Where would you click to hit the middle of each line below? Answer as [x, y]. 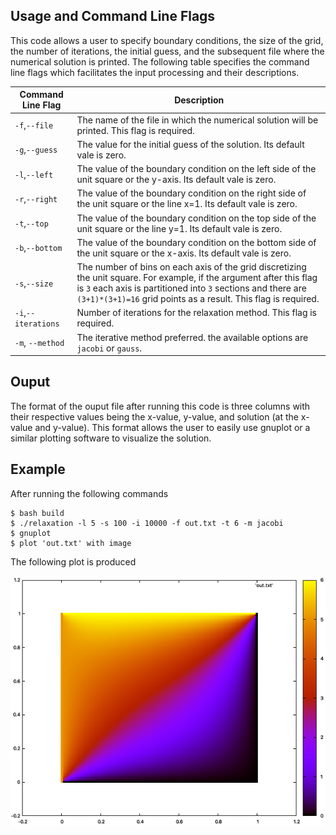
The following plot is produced [73, 561]
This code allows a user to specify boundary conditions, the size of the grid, [167, 40]
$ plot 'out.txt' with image [71, 543]
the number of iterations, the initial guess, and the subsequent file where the [167, 51]
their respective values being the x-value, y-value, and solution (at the [154, 416]
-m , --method [39, 343]
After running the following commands [89, 493]
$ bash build [37, 513]
